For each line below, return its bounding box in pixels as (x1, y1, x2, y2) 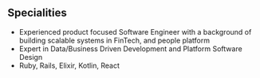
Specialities (7, 6, 67, 20)
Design (18, 52, 43, 61)
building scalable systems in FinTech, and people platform (18, 35, 211, 45)
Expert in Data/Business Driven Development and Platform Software (18, 43, 242, 54)
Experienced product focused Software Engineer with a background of (18, 27, 252, 36)
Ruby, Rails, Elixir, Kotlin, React (18, 61, 120, 70)
